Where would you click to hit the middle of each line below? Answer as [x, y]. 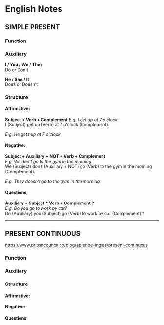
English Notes [34, 9]
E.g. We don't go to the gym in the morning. [49, 162]
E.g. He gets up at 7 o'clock [33, 134]
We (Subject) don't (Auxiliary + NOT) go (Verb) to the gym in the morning [79, 166]
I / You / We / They [24, 64]
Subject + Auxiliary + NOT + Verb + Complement [55, 156]
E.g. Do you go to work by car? [36, 208]
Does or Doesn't [21, 84]
